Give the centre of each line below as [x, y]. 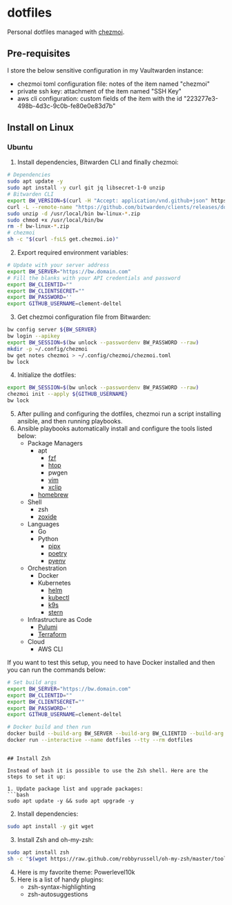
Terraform [52, 634]
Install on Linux [40, 128]
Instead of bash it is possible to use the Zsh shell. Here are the [108, 770]
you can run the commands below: [56, 670]
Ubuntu [20, 147]
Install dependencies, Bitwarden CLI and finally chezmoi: [98, 162]
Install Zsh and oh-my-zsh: [55, 839]
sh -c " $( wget [28, 859]
